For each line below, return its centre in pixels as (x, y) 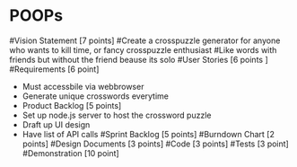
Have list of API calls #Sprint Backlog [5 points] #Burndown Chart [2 (148, 134)
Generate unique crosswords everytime (95, 96)
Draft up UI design (56, 124)
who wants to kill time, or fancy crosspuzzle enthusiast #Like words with (143, 49)
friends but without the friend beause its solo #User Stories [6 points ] (139, 59)
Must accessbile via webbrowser (83, 86)
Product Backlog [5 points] (72, 105)
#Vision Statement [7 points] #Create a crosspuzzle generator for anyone (145, 40)
